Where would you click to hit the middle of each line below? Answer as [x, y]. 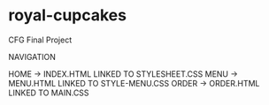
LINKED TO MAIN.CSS [49, 93]
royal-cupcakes [68, 15]
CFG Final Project [40, 40]
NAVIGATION [32, 56]
